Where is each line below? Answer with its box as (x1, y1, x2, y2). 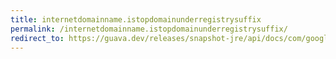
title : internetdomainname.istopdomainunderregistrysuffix (10, 14, 262, 25)
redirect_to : (10, 33, 65, 43)
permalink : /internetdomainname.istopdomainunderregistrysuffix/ (10, 24, 288, 34)
